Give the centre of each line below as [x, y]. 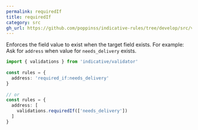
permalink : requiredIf [34, 11]
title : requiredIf [29, 17]
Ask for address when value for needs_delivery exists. [71, 51]
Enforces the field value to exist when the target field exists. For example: [95, 45]
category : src [24, 22]
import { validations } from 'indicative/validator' [72, 62]
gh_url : [16, 28]
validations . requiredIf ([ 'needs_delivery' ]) [72, 111]
